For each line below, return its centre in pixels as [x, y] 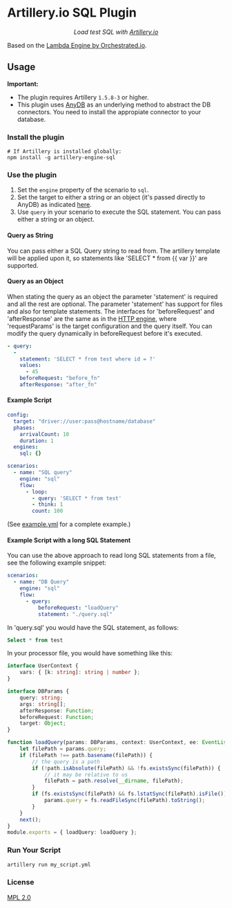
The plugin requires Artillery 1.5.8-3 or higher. [83, 97]
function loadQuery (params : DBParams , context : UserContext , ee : [103, 743]
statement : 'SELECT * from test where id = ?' [88, 359]
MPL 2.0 [19, 897]
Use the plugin [32, 174]
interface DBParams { [38, 691]
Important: [23, 84]
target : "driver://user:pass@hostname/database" [85, 421]
